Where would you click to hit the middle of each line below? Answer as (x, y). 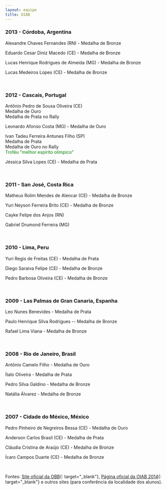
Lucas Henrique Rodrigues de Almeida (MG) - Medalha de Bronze (73, 62)
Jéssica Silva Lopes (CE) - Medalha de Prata (51, 162)
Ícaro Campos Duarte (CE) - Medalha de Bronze (55, 457)
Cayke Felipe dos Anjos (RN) (35, 215)
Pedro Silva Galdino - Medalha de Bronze (48, 384)
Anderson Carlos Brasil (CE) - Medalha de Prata (55, 437)
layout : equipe (21, 10)
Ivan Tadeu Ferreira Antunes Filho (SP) (45, 136)
